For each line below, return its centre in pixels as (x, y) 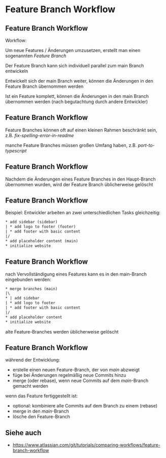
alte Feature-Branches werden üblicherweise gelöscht (62, 332)
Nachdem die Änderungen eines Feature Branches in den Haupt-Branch (80, 179)
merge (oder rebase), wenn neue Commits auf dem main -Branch (80, 380)
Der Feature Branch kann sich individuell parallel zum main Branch (75, 66)
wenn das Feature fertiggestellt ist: (42, 396)
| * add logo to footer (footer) (41, 227)
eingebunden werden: (28, 279)
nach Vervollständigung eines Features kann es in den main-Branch (76, 274)
